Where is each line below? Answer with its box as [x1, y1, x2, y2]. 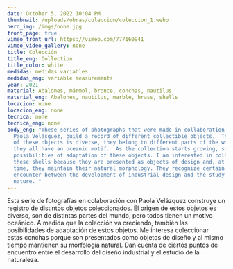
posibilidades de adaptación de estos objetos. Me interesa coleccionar [7, 226, 209, 234]
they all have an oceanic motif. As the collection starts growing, [13, 146, 218, 153]
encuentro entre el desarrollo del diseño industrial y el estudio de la [7, 248, 200, 257]
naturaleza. [7, 256, 40, 264]
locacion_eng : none [7, 107, 64, 114]
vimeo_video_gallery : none [7, 42, 85, 49]
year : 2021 [7, 81, 39, 88]
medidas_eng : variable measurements [7, 74, 113, 82]
